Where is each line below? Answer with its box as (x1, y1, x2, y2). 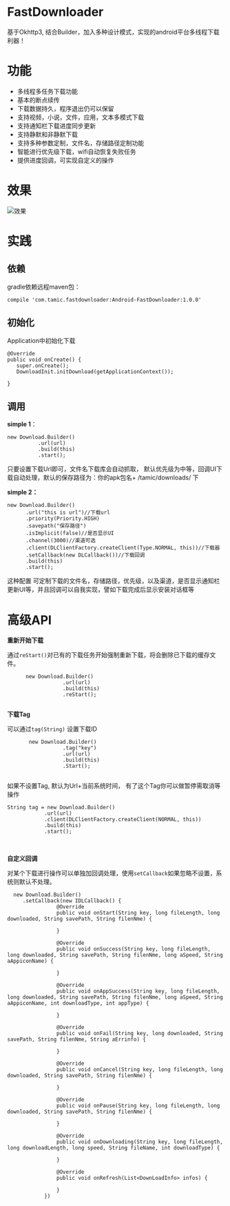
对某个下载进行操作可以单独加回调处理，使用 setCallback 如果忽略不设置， (7, 869, 216, 877)
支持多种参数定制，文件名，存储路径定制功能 (17, 138, 145, 147)
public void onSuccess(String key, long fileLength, (56, 946, 211, 953)
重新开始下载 (7, 636, 43, 645)
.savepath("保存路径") (25, 523, 87, 530)
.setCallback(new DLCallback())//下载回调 (25, 552, 145, 559)
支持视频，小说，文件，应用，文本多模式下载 (17, 113, 145, 121)
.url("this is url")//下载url (25, 509, 110, 517)
